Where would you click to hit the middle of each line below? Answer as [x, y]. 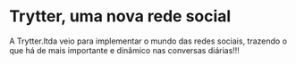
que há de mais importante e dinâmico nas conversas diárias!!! [124, 50]
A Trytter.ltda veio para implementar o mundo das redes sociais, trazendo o [148, 41]
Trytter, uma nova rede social [120, 16]
